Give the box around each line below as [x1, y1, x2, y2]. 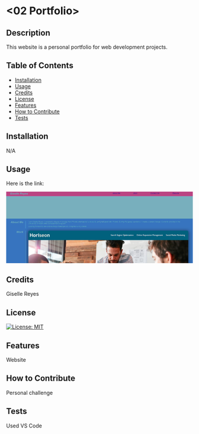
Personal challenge [6, 389, 53, 396]
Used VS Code [6, 422, 43, 429]
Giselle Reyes [6, 291, 40, 298]
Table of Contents [6, 60, 74, 71]
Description [6, 28, 50, 38]
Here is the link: [6, 180, 44, 187]
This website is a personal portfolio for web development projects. [6, 43, 168, 50]
